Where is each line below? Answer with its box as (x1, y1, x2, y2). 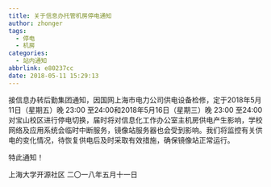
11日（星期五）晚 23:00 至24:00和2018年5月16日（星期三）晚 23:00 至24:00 (8, 105, 263, 114)
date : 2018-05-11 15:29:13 (8, 72, 99, 80)
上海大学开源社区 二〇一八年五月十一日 (8, 169, 138, 179)
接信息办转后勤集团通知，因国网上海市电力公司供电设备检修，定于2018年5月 (8, 94, 262, 105)
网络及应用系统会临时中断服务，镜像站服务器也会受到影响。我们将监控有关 (8, 125, 256, 135)
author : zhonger (8, 19, 63, 27)
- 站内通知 (15, 57, 48, 65)
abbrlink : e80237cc (8, 64, 74, 73)
